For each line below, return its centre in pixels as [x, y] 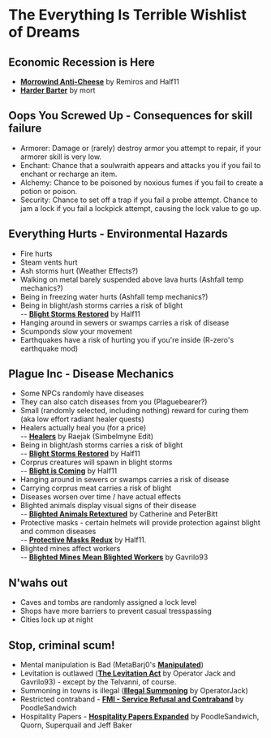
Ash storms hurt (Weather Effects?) [79, 270]
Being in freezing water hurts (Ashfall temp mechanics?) [114, 296]
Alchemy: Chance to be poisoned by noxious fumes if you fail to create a [142, 182]
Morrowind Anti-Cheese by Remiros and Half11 [100, 82]
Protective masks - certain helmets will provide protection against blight [140, 523]
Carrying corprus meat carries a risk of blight [96, 488]
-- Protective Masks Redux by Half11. [83, 540]
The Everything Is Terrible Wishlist [128, 15]
